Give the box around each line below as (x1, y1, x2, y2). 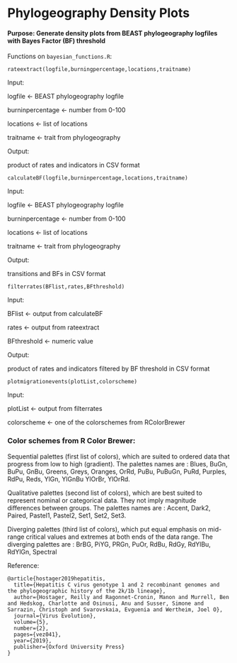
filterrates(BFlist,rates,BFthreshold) (7, 283, 125, 290)
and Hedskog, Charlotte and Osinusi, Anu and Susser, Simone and (7, 600, 204, 607)
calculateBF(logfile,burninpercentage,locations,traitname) (7, 175, 189, 182)
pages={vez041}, (13, 630, 62, 638)
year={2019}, (13, 637, 52, 644)
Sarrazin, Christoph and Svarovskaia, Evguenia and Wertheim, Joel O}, (7, 606, 223, 613)
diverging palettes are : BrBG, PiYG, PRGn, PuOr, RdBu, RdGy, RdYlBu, (7, 539, 211, 548)
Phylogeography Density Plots (7, 5, 190, 21)
